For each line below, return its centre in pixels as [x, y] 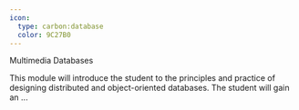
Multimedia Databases [52, 61]
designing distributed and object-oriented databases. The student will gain [149, 88]
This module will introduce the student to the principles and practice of [143, 78]
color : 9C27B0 [44, 35]
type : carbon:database [61, 26]
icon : [20, 18]
